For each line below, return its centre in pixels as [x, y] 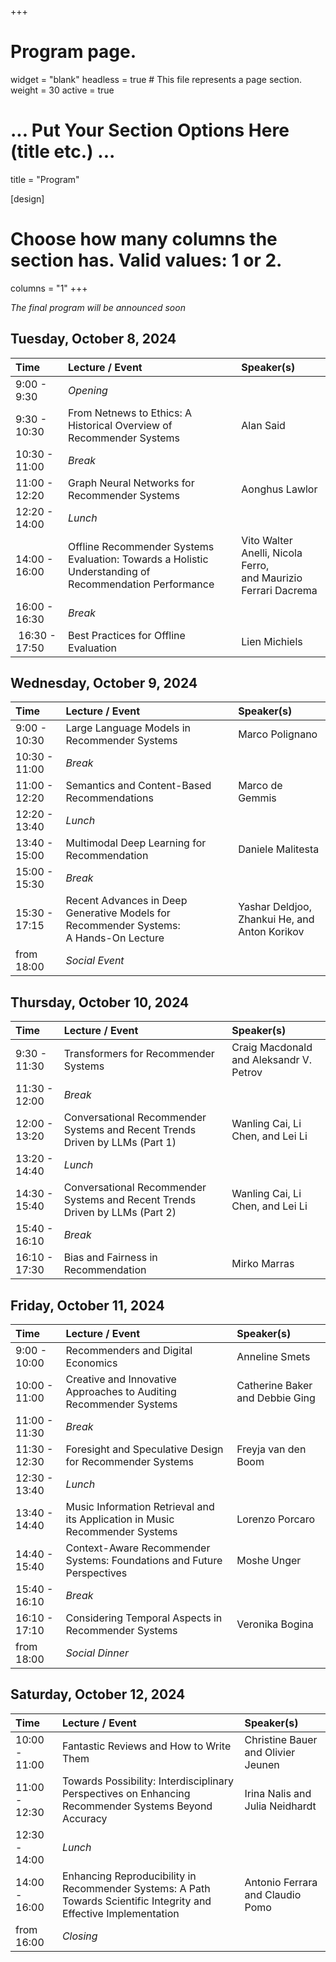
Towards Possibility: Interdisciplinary [147, 1781]
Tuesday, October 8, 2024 [93, 339]
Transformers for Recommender [139, 1054]
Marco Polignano [278, 734]
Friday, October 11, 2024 [87, 1305]
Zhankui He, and [276, 919]
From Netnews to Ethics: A [130, 413]
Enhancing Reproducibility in [129, 1876]
